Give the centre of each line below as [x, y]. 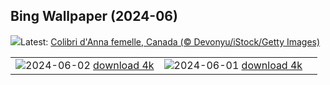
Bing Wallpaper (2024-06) [94, 16]
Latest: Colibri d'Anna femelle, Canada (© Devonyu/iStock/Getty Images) [170, 41]
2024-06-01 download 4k [238, 65]
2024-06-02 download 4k [90, 65]
